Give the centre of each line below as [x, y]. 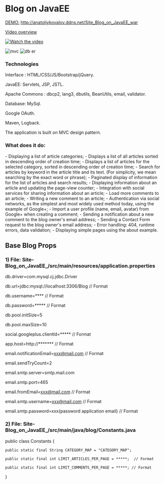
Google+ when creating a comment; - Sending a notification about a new [80, 214]
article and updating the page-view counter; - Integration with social [75, 188]
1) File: [13, 259]
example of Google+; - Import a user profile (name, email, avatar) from [77, 209]
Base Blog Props [31, 245]
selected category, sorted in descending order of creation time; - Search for [83, 167]
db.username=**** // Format [34, 296]
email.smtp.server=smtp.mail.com [40, 373]
